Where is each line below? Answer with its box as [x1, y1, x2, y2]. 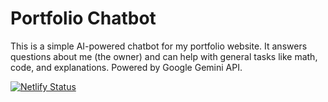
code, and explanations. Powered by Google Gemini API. [10, 61, 243, 73]
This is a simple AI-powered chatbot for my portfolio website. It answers [10, 40, 308, 52]
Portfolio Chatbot [10, 7, 157, 30]
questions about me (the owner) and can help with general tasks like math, [10, 50, 318, 62]
